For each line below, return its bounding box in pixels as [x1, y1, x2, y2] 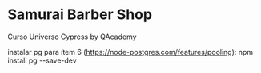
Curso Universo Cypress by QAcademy [7, 32, 137, 41]
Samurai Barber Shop [7, 6, 153, 24]
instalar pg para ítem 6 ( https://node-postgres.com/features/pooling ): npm [7, 47, 254, 56]
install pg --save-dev [7, 56, 77, 65]
